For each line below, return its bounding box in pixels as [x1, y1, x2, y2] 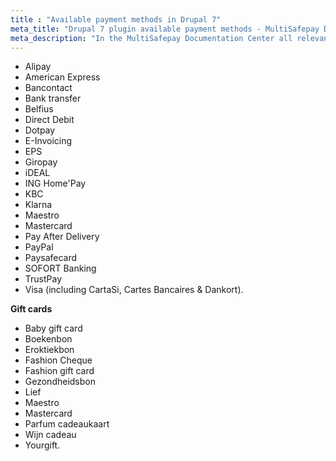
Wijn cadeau [24, 429, 77, 441]
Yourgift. [24, 439, 61, 451]
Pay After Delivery [24, 231, 100, 243]
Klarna [24, 199, 53, 211]
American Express [24, 71, 101, 83]
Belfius [24, 103, 54, 115]
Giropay [24, 156, 58, 168]
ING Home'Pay [24, 177, 87, 190]
